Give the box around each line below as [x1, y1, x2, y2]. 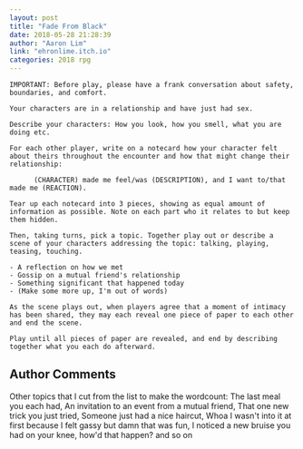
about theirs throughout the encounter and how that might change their [9, 151, 290, 161]
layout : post [9, 13, 59, 23]
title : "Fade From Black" [9, 22, 107, 31]
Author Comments [9, 366, 116, 382]
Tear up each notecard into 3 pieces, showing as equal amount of [9, 200, 266, 209]
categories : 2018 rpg [9, 55, 92, 64]
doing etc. [9, 128, 51, 137]
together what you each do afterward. [9, 342, 156, 351]
